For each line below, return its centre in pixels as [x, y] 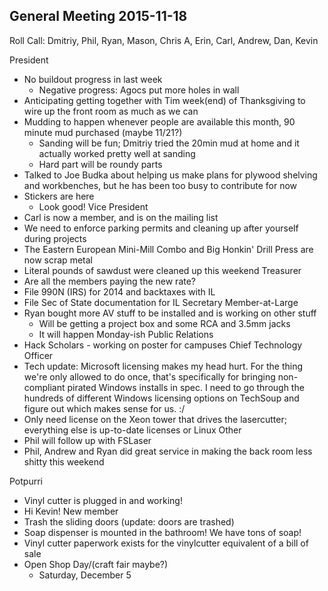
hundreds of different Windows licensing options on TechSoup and [161, 398]
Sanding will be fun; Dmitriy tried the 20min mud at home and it [169, 143]
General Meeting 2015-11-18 [98, 16]
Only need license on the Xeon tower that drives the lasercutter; [155, 419]
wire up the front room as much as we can [111, 111]
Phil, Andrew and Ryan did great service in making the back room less [168, 451]
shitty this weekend [64, 461]
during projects [55, 238]
